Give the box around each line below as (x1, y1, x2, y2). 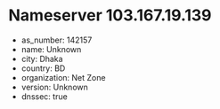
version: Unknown (20, 82, 88, 92)
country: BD (20, 63, 66, 74)
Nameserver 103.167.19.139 (8, 5, 212, 26)
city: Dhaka (20, 53, 63, 64)
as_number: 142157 (20, 35, 93, 45)
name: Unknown (20, 43, 82, 54)
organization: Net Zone (20, 72, 106, 82)
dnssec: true (20, 90, 68, 102)
